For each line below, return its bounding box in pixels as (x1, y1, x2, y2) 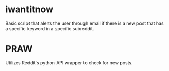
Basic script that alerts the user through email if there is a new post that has (5, 20, 164, 26)
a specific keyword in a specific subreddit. (5, 25, 94, 31)
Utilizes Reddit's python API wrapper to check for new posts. (5, 59, 133, 66)
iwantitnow (5, 4, 54, 15)
